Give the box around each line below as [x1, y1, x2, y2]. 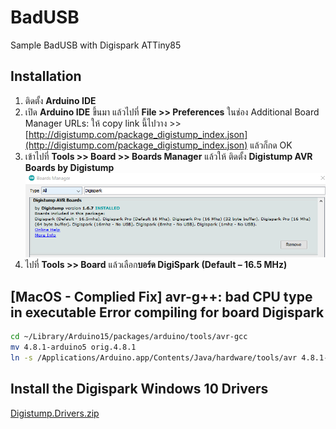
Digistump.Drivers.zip [10, 407, 100, 419]
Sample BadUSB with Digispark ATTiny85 [10, 39, 182, 51]
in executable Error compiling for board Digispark [10, 304, 325, 321]
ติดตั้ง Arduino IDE [24, 94, 97, 106]
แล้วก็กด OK [249, 139, 293, 151]
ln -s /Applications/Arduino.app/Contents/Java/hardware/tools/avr [10, 352, 298, 363]
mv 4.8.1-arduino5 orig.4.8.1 [10, 342, 137, 352]
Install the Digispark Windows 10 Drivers [10, 381, 269, 398]
